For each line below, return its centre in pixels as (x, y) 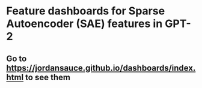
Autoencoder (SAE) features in (84, 24)
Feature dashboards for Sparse (86, 11)
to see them (48, 77)
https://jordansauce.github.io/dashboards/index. (101, 68)
